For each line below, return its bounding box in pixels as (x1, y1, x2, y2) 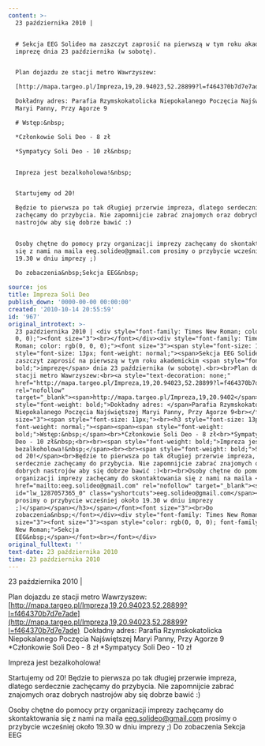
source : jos (8, 284, 47, 292)
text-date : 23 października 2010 (8, 548, 118, 556)
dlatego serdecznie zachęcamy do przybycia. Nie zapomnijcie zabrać (8, 681, 235, 691)
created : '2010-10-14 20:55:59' (8, 305, 114, 313)
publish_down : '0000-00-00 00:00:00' (8, 298, 132, 306)
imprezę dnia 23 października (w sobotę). (15, 47, 157, 55)
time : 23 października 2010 (8, 555, 101, 563)
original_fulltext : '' (8, 541, 83, 548)
